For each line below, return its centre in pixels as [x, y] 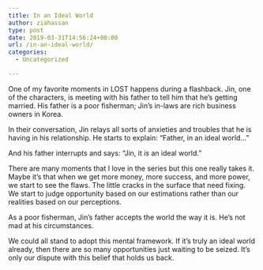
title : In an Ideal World [51, 15]
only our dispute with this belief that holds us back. [91, 257]
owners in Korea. [36, 114]
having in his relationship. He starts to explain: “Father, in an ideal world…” [129, 137]
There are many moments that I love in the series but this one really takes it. [131, 168]
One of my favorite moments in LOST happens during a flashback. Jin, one [130, 88]
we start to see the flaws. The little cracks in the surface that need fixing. [127, 185]
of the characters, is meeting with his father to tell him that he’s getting [123, 97]
